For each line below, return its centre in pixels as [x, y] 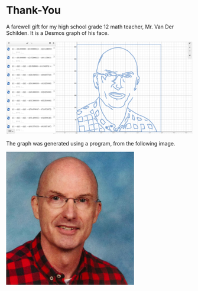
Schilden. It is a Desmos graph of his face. [58, 33]
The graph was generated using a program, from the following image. [91, 143]
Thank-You [33, 10]
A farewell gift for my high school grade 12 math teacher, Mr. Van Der [90, 27]
